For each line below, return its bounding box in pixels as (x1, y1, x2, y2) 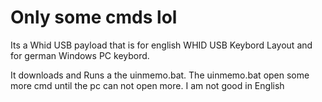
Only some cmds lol (10, 6, 178, 29)
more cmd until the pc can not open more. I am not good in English (10, 79, 285, 91)
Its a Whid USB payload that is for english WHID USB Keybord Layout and (10, 39, 313, 51)
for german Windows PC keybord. (10, 49, 150, 61)
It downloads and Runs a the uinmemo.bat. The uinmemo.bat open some (10, 69, 310, 81)
